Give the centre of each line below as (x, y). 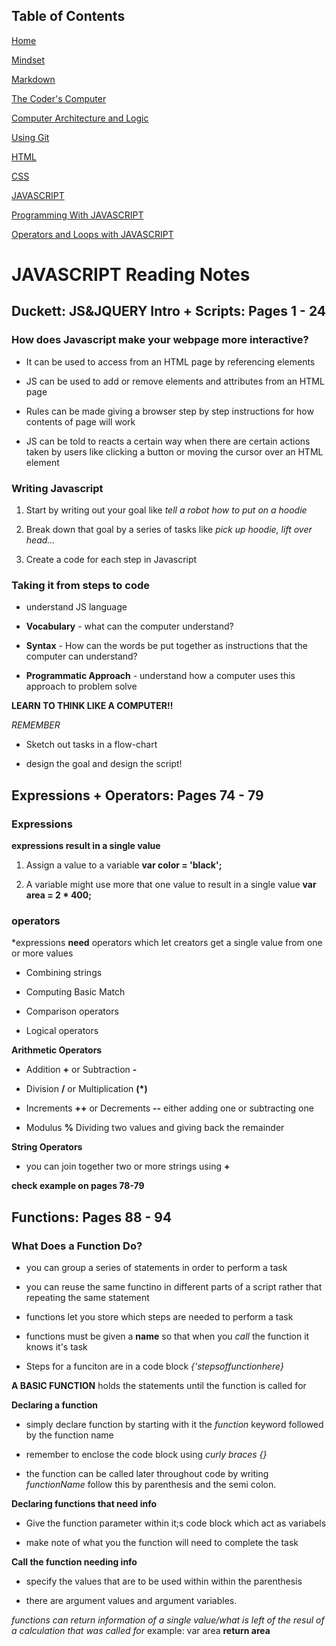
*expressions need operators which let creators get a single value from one (167, 943)
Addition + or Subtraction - (81, 1070)
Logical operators (62, 1031)
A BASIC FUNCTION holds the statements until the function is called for (159, 1385)
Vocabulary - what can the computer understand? (129, 626)
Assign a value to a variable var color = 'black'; (124, 865)
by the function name (69, 1435)
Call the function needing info (74, 1561)
